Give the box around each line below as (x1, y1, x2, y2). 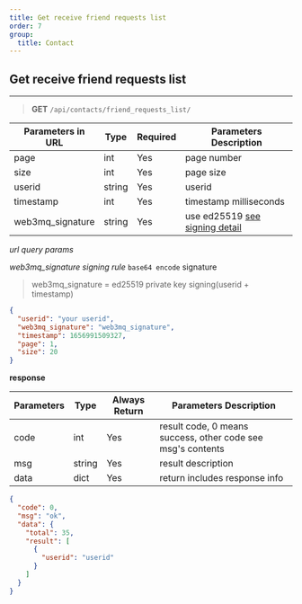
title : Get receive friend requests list (9, 13, 167, 22)
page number (184, 152, 243, 164)
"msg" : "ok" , (17, 511, 67, 520)
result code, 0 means (159, 420, 249, 432)
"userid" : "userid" (41, 554, 115, 563)
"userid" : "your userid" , (17, 314, 115, 324)
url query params (9, 244, 74, 255)
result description (159, 457, 234, 470)
